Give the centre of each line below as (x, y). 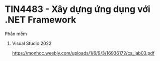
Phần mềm (16, 33)
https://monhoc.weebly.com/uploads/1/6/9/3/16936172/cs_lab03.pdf (83, 53)
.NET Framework (41, 20)
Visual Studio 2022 (32, 43)
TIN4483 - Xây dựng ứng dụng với (77, 9)
